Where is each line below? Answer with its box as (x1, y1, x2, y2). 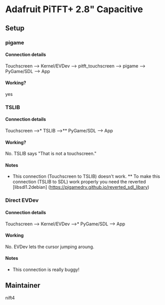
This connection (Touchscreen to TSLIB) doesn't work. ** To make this (12, 174, 160, 180)
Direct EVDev (5, 197, 39, 204)
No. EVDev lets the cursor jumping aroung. (5, 244, 95, 250)
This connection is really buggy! (12, 266, 79, 273)
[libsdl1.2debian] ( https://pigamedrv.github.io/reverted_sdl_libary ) (12, 184, 149, 190)
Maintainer (5, 281, 40, 290)
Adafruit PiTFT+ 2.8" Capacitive (5, 4, 143, 15)
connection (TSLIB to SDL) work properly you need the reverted (12, 179, 146, 185)
